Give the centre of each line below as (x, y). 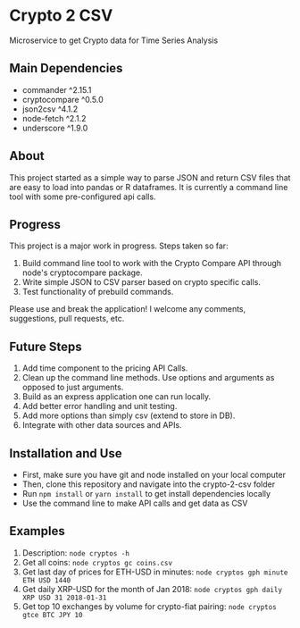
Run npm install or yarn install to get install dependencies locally (146, 494)
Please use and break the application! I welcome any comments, (128, 309)
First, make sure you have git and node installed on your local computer (154, 475)
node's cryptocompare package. (82, 272)
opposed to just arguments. (73, 387)
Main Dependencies (66, 68)
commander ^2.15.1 (57, 89)
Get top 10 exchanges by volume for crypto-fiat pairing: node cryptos (149, 606)
